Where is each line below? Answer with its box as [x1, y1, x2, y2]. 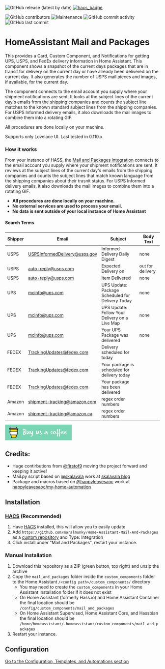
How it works [5, 145, 37, 152]
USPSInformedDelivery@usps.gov [27, 251, 97, 257]
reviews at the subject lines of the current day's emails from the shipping [5, 168, 153, 174]
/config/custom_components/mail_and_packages [19, 606, 114, 611]
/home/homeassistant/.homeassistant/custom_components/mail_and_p [19, 621, 159, 626]
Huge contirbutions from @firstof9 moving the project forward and [12, 463, 147, 469]
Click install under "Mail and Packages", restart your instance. [12, 540, 137, 546]
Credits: [5, 450, 30, 458]
